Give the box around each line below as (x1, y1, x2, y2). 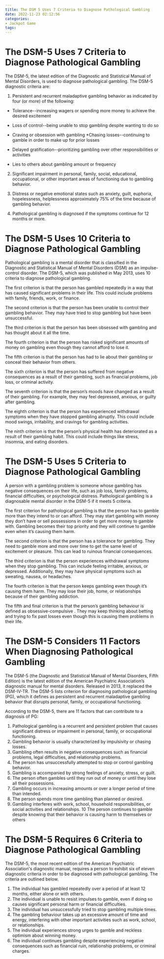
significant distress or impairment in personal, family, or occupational (12, 728, 152, 734)
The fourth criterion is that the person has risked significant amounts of (5, 339, 149, 345)
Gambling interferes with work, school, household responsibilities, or (12, 801, 151, 807)
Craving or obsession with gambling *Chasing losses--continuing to (12, 132, 150, 138)
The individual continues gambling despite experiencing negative (12, 937, 144, 943)
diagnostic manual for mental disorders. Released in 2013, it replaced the (5, 683, 152, 689)
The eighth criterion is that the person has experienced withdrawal (5, 409, 140, 414)
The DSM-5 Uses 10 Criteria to (5, 233, 131, 244)
